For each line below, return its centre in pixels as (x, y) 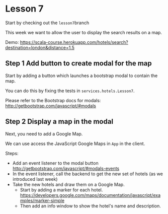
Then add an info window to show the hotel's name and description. (90, 206)
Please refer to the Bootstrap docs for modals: (53, 100)
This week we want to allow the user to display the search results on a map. (84, 32)
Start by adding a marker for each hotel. (61, 190)
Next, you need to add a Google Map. (44, 133)
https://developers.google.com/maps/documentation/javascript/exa (90, 195)
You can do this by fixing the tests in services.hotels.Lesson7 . (70, 91)
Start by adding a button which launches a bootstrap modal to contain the (81, 76)
